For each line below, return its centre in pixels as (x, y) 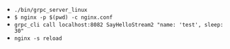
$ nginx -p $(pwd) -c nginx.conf (63, 17)
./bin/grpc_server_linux (51, 10)
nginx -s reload (38, 38)
